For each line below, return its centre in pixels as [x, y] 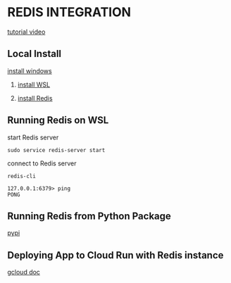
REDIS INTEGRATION [69, 12]
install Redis [35, 98]
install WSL [34, 84]
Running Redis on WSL [58, 120]
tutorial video [26, 32]
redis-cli [22, 176]
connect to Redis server [42, 163]
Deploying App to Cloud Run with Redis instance [115, 255]
